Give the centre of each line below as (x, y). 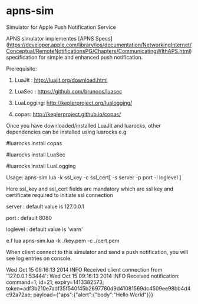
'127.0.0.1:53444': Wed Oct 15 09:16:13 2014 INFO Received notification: (93, 276)
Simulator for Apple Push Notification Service (61, 27)
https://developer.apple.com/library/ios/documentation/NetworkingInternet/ (100, 45)
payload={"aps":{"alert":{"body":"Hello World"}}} (93, 295)
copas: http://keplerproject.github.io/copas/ (68, 114)
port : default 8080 (29, 218)
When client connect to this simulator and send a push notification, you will (97, 252)
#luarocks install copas (34, 143)
